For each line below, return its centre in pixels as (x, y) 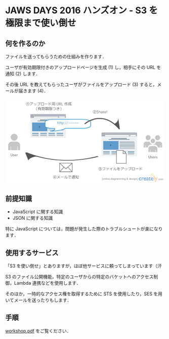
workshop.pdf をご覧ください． (38, 331)
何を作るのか (25, 43)
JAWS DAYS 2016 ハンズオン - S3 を (81, 10)
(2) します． (28, 74)
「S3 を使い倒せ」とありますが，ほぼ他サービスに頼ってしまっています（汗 (83, 266)
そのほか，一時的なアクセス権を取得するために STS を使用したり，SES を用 (84, 294)
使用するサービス (32, 252)
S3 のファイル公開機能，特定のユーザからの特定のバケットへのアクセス (79, 277)
